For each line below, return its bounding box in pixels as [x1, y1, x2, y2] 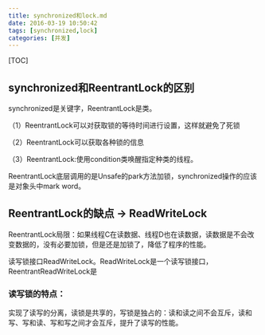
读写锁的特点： [8, 288, 66, 299]
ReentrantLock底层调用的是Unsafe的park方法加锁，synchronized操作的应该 [8, 171, 257, 181]
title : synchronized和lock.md [8, 11, 107, 20]
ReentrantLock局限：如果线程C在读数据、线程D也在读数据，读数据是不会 [8, 229, 248, 239]
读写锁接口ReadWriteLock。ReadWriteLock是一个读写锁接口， [8, 256, 213, 266]
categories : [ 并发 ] [8, 33, 71, 42]
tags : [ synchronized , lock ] [8, 26, 98, 34]
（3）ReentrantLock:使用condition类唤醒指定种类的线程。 [8, 155, 197, 164]
